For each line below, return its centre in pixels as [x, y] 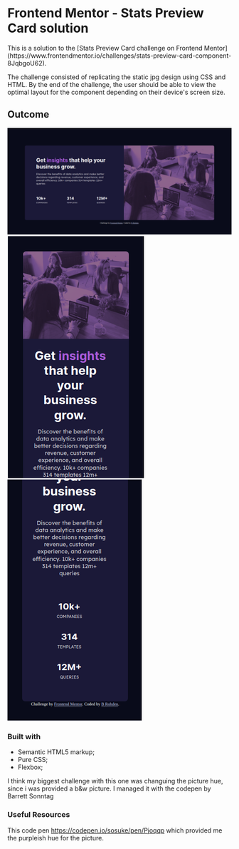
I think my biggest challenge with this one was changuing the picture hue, [115, 781]
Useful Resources [39, 815]
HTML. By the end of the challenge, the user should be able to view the [112, 84]
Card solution [48, 28]
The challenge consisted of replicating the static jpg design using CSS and [117, 77]
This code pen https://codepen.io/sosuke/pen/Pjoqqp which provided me [115, 830]
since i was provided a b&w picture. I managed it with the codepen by [109, 788]
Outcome [28, 114]
